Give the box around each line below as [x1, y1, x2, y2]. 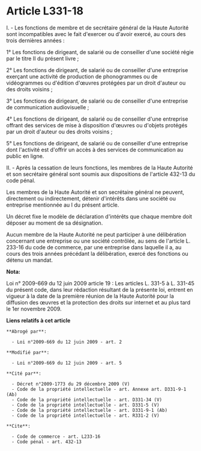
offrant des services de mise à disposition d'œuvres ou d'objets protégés [6, 121, 188, 129]
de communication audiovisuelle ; [6, 103, 89, 110]
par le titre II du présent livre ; [6, 55, 79, 62]
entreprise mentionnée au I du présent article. [6, 201, 119, 208]
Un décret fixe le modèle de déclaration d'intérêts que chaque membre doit [6, 213, 193, 220]
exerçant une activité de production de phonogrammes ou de [6, 73, 158, 80]
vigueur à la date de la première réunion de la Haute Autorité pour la [6, 292, 174, 300]
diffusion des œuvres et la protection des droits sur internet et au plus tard [6, 298, 191, 306]
